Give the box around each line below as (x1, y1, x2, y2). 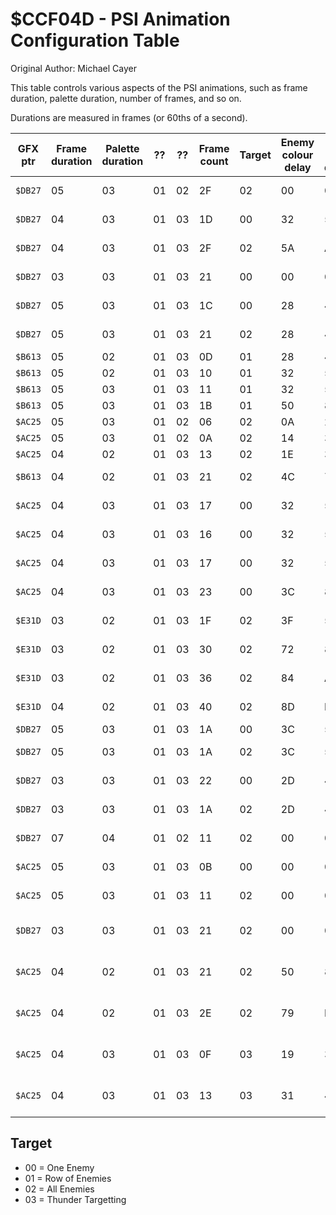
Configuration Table (10, 29, 180, 52)
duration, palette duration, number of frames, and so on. (10, 92, 242, 104)
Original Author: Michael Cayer (10, 62, 137, 74)
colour (281, 148, 314, 162)
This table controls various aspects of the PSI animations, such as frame (10, 81, 308, 93)
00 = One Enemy (24, 1161, 95, 1173)
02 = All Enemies (24, 1183, 95, 1195)
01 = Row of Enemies (24, 1172, 112, 1184)
